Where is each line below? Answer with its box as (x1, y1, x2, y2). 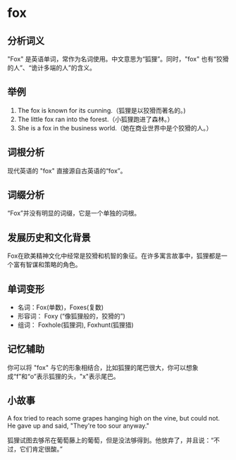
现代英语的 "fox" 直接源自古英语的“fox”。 (7, 166, 127, 175)
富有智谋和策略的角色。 (13, 261, 82, 269)
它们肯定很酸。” (19, 445, 63, 453)
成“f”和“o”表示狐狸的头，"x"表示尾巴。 (7, 372, 120, 380)
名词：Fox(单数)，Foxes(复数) (17, 303, 104, 311)
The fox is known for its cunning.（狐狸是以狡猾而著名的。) (17, 106, 186, 114)
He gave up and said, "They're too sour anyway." (7, 421, 149, 430)
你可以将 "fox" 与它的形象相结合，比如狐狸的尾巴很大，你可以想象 (7, 363, 199, 371)
